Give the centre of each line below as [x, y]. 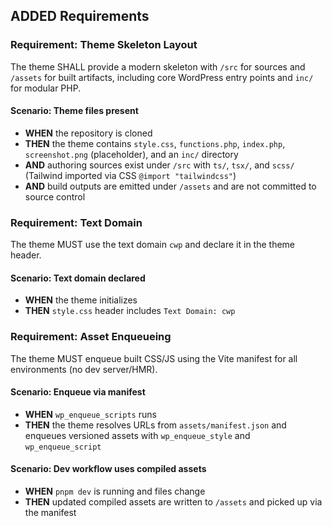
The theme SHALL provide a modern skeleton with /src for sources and [158, 66]
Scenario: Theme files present [74, 111]
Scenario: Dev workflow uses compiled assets [108, 469]
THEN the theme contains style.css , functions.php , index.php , [155, 143]
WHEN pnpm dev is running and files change [115, 491]
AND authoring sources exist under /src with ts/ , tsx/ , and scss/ [159, 165]
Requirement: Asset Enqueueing [91, 337]
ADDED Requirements [80, 16]
